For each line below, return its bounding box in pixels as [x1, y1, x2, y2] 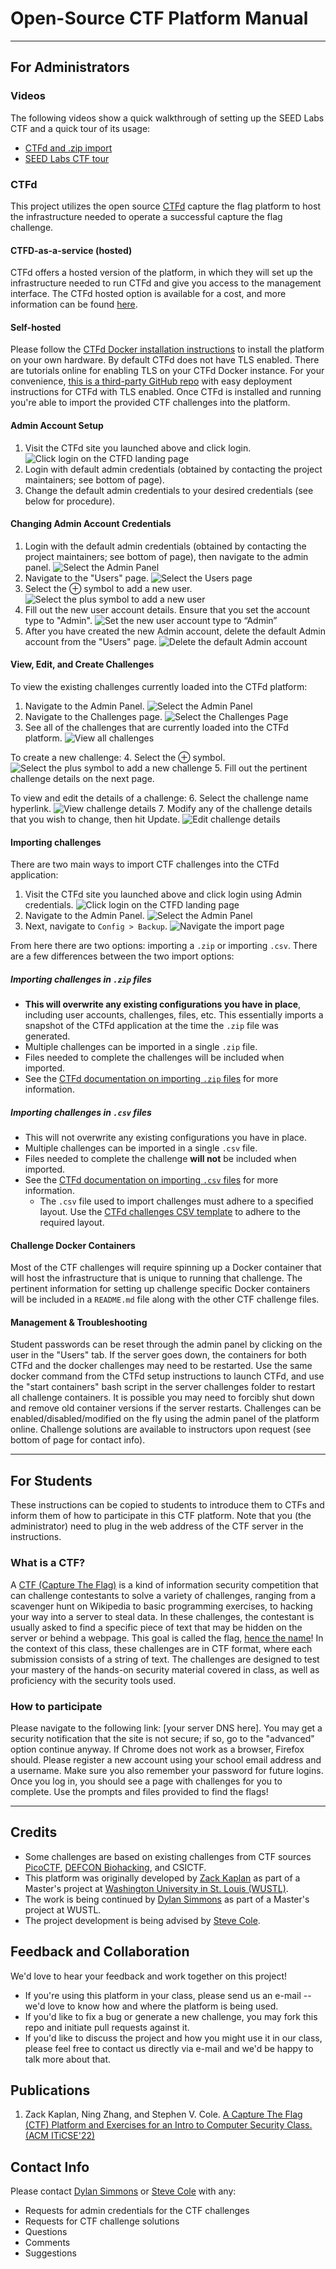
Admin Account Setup [10, 419, 104, 431]
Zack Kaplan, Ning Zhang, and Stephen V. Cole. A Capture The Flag [24, 2108, 303, 2121]
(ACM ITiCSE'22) [24, 2130, 96, 2142]
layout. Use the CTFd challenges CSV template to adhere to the [39, 1206, 301, 1218]
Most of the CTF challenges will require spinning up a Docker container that [10, 1262, 322, 1274]
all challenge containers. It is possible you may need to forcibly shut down [10, 1392, 315, 1404]
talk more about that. [24, 2053, 112, 2065]
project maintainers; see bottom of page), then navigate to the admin [24, 550, 309, 562]
